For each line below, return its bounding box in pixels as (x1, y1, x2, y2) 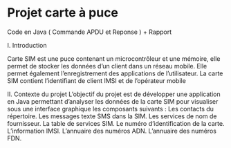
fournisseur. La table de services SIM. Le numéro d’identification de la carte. (7, 119, 225, 127)
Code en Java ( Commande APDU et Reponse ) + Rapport (7, 28, 172, 36)
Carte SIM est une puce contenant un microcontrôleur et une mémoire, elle (7, 54, 221, 63)
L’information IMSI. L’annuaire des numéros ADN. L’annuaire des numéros (7, 127, 216, 135)
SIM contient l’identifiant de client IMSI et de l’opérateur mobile (7, 76, 187, 84)
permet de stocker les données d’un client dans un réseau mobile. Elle (7, 62, 207, 70)
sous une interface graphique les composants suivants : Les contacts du (7, 104, 214, 113)
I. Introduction (7, 41, 47, 49)
